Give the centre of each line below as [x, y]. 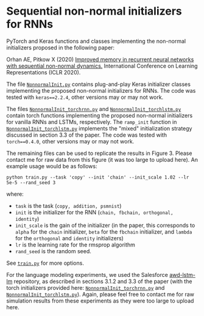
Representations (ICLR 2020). [44, 72]
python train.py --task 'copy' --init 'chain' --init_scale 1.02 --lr [98, 177]
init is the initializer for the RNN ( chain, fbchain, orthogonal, [94, 212]
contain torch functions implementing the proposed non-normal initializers [100, 115]
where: [15, 194]
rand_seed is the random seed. [53, 251]
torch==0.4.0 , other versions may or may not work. [70, 141]
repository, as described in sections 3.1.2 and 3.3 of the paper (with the [103, 281]
